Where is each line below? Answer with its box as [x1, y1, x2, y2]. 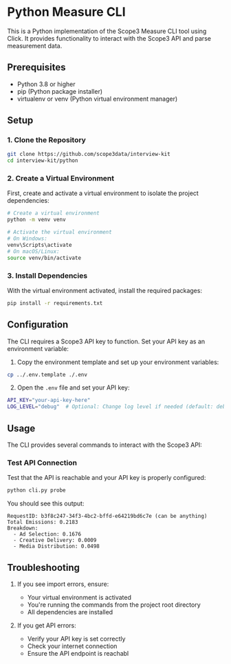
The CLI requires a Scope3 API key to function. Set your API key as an [7, 337, 206, 345]
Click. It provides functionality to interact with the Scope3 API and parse [7, 34, 212, 42]
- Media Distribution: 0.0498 [13, 543, 100, 550]
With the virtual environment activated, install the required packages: [7, 286, 203, 294]
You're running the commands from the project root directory [27, 601, 201, 609]
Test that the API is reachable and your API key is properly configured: [7, 474, 206, 482]
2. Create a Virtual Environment [7, 174, 115, 183]
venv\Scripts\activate [7, 241, 72, 248]
